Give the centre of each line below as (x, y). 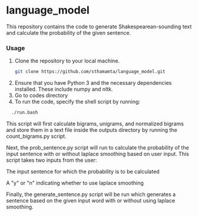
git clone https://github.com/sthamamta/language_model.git (90, 72)
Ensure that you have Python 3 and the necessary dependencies (93, 83)
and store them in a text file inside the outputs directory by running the (92, 129)
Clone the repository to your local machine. (67, 61)
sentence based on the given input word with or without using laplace (91, 200)
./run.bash (25, 112)
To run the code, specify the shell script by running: (77, 102)
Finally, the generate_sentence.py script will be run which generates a (91, 194)
